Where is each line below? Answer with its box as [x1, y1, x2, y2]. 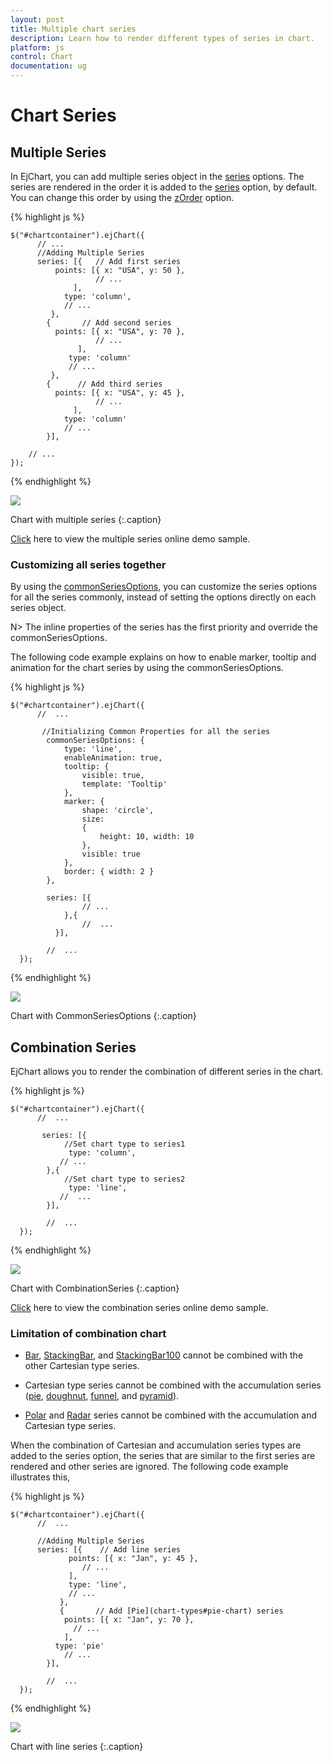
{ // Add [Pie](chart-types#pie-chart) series [59, 1606, 284, 1616]
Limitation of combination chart [10, 1327, 167, 1341]
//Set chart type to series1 [63, 1139, 186, 1150]
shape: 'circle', [81, 806, 155, 816]
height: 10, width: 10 [99, 832, 195, 842]
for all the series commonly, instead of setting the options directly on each [10, 591, 317, 603]
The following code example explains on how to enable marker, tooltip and [10, 651, 317, 663]
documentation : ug [10, 61, 87, 71]
